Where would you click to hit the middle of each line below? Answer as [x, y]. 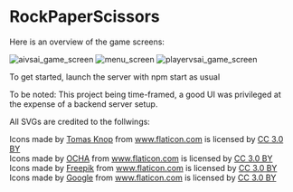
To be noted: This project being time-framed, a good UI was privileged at [146, 94]
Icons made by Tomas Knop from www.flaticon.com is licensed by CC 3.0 [146, 139]
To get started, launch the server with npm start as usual [115, 77]
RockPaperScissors [85, 17]
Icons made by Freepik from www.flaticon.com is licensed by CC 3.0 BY [143, 168]
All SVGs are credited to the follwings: [80, 121]
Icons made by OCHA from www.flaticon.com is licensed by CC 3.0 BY [141, 158]
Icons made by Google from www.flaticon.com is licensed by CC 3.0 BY [143, 178]
